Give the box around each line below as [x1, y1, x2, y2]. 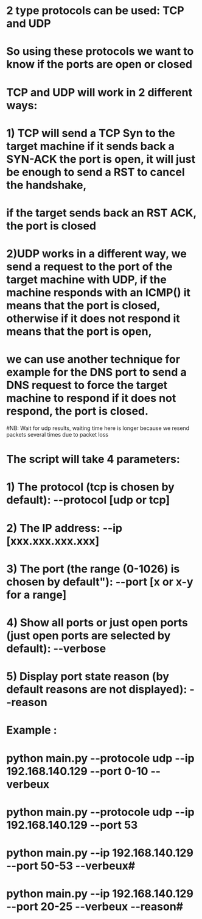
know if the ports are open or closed [6, 57, 193, 71]
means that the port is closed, [6, 299, 160, 313]
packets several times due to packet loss [6, 431, 108, 438]
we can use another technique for [6, 352, 181, 367]
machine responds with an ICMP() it [6, 286, 190, 299]
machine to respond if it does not [6, 392, 176, 406]
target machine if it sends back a [6, 139, 175, 153]
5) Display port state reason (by [6, 670, 169, 684]
